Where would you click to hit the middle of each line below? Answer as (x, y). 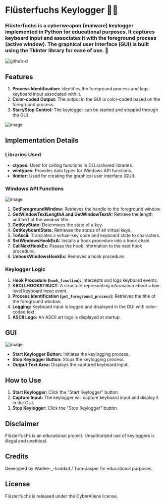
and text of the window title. (41, 220)
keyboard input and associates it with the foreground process (81, 38)
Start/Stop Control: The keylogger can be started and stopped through (85, 110)
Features (19, 77)
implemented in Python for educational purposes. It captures (80, 32)
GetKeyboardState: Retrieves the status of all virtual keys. (72, 230)
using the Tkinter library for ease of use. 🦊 (57, 51)
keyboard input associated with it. (47, 94)
